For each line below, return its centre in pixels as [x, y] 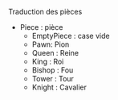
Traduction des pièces [45, 12]
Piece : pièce [41, 27]
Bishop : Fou [53, 70]
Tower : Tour [53, 79]
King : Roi [48, 61]
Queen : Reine [55, 53]
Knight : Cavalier [59, 87]
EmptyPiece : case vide [71, 36]
